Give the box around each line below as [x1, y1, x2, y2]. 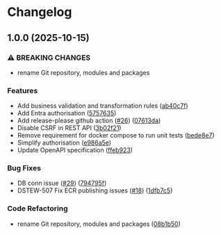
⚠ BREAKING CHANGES [7, 53, 91, 63]
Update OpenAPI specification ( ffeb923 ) [17, 146, 133, 154]
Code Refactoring [7, 204, 68, 213]
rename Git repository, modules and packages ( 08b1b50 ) [17, 220, 181, 228]
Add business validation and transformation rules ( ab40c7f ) [17, 102, 189, 110]
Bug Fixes [7, 163, 42, 173]
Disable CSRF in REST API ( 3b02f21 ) [17, 124, 122, 132]
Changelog [7, 4, 72, 20]
